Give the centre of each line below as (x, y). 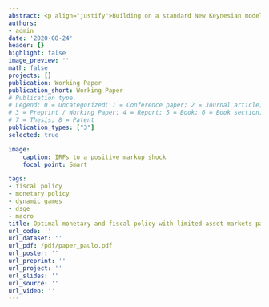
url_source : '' (34, 283)
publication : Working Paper (55, 83)
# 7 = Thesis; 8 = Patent (51, 120)
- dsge (19, 208)
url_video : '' (32, 291)
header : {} (26, 46)
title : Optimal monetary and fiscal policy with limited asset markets (130, 224)
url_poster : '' (34, 253)
